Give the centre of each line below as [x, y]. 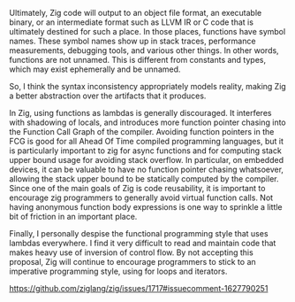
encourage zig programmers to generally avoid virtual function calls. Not [141, 197]
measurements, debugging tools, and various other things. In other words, [144, 50]
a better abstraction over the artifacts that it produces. [108, 96]
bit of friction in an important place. [73, 217]
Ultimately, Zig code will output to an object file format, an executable [136, 13]
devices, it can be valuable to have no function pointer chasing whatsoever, [147, 169]
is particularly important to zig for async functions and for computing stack [146, 151]
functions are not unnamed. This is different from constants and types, [138, 60]
